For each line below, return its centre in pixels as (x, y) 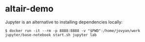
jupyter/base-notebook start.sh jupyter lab (51, 35)
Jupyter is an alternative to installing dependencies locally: (64, 22)
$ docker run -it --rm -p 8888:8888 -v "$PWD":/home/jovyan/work (72, 31)
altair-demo (29, 9)
